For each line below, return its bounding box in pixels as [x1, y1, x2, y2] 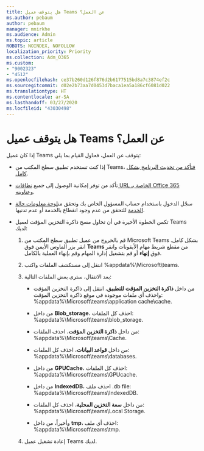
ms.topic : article [6, 37, 53, 43]
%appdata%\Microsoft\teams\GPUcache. [33, 371, 138, 378]
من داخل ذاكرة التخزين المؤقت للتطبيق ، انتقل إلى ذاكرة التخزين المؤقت [33, 285, 195, 293]
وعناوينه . [15, 188, 35, 196]
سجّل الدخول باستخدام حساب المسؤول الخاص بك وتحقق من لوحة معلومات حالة [15, 200, 193, 207]
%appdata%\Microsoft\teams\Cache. [33, 335, 127, 342]
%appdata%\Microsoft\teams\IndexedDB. [33, 389, 138, 397]
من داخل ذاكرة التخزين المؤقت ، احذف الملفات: [33, 328, 140, 335]
